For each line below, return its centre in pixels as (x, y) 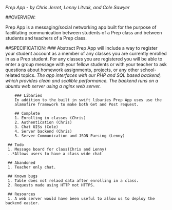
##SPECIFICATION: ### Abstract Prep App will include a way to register (81, 48)
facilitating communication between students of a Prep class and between (84, 33)
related (13, 75)
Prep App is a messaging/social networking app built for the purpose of (81, 27)
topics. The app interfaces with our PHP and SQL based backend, (91, 75)
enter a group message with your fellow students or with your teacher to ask (86, 64)
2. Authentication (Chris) (43, 122)
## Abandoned (22, 163)
